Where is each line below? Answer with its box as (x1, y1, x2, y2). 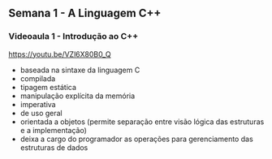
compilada (19, 73, 56, 84)
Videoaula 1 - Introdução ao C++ (8, 31, 139, 42)
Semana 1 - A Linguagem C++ (8, 6, 162, 20)
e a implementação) (19, 125, 88, 135)
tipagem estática (19, 82, 77, 92)
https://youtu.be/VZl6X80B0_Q (8, 49, 111, 59)
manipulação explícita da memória (19, 91, 136, 101)
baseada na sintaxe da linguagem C (19, 65, 140, 75)
